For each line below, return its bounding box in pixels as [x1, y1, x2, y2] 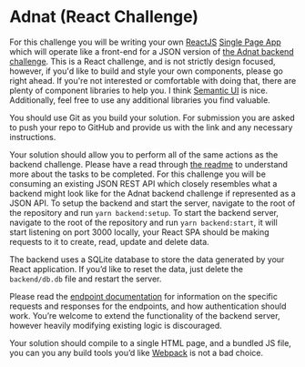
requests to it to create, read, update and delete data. [9, 236, 209, 247]
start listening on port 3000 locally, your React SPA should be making [9, 226, 270, 238]
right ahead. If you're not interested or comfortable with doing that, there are [9, 75, 297, 86]
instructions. [9, 131, 56, 142]
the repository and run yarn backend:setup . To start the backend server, [9, 207, 280, 218]
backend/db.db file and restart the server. [9, 273, 162, 284]
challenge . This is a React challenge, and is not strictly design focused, [9, 56, 276, 66]
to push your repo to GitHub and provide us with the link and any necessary [9, 121, 293, 133]
